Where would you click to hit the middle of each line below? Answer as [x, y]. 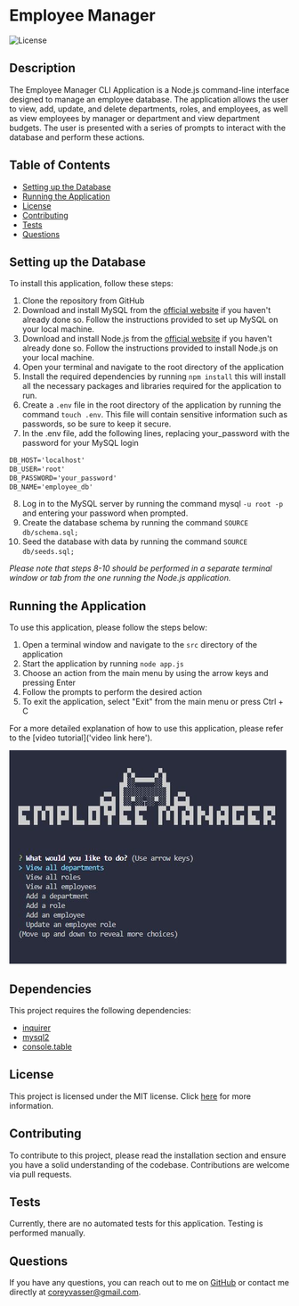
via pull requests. [41, 1174]
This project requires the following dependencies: [100, 1010]
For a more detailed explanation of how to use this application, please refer [146, 729]
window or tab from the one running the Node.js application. [120, 578]
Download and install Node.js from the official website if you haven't [147, 339]
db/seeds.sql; [48, 552]
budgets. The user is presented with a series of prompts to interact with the [148, 128]
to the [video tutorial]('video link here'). [81, 738]
